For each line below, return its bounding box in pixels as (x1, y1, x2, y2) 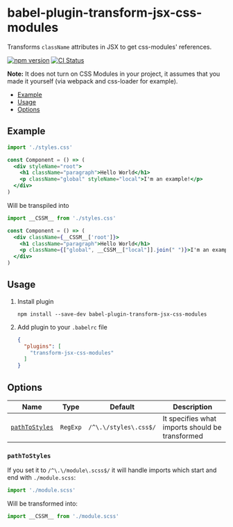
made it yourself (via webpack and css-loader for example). (7, 76, 178, 85)
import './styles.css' (7, 144, 73, 151)
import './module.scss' (7, 487, 76, 494)
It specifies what (162, 414, 217, 423)
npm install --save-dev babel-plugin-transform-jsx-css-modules (17, 311, 207, 318)
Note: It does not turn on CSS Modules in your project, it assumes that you (7, 70, 221, 78)
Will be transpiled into (7, 201, 69, 209)
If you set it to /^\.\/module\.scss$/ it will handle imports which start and (7, 466, 217, 474)
